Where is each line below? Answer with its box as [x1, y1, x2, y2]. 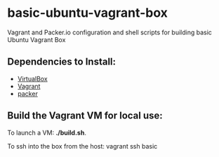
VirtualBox [17, 74, 48, 83]
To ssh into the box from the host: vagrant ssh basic [7, 142, 158, 150]
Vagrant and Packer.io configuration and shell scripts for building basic [7, 28, 213, 36]
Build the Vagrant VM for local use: [7, 110, 163, 122]
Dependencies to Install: [7, 56, 117, 68]
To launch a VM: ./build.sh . [7, 128, 86, 137]
